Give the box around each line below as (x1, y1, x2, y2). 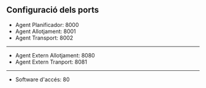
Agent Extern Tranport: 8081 (15, 58, 88, 65)
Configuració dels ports (6, 5, 99, 15)
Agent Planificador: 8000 (15, 21, 79, 28)
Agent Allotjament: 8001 (15, 28, 77, 35)
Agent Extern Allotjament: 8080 (15, 51, 95, 59)
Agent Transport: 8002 (15, 34, 74, 42)
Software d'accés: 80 (15, 76, 70, 83)
